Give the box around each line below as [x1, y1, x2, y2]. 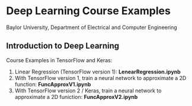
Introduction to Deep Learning [6, 41, 120, 51]
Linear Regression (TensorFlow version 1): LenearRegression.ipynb [14, 68, 181, 75]
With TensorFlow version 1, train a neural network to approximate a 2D [14, 74, 187, 81]
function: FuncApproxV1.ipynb [14, 81, 91, 88]
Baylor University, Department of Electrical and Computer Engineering [6, 24, 178, 31]
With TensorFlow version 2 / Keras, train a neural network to [14, 87, 162, 94]
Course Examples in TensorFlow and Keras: [6, 56, 113, 63]
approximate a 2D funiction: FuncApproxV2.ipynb [14, 93, 138, 100]
